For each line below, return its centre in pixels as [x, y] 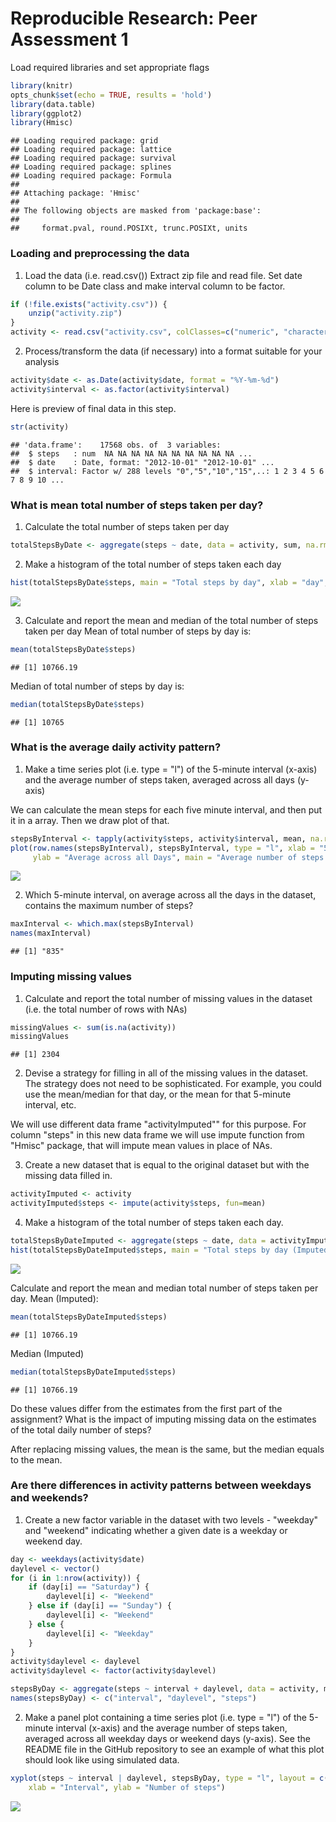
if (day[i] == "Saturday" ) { [89, 1587]
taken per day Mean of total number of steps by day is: [138, 631]
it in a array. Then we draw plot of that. [90, 820]
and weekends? [49, 1498]
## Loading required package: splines [91, 167]
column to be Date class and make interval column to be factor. [155, 286]
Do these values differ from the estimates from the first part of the [146, 1408]
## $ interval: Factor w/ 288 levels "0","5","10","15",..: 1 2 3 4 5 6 [167, 471]
